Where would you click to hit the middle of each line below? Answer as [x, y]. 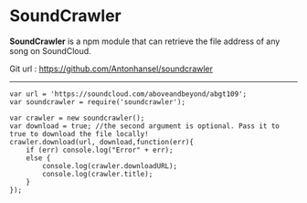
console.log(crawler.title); [98, 174]
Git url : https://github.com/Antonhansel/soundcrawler [111, 69]
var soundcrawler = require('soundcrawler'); [97, 101]
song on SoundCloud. [50, 50]
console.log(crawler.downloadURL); [110, 166]
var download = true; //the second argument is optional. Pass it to [145, 126]
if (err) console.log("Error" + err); [100, 150]
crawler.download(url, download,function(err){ [102, 142]
